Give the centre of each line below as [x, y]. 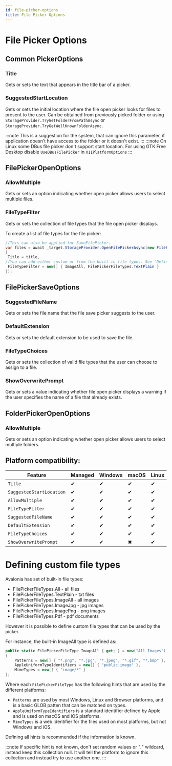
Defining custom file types [63, 565]
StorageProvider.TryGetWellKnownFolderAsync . [54, 126]
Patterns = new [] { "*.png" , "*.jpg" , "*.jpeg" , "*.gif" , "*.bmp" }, [90, 660]
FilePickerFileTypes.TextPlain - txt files [53, 594]
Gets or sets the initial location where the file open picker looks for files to [83, 109]
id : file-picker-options [32, 10]
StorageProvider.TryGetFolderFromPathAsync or [55, 120]
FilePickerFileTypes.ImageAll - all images [56, 599]
